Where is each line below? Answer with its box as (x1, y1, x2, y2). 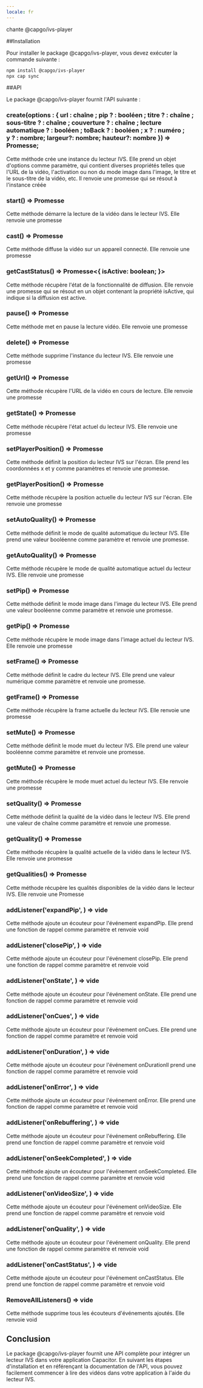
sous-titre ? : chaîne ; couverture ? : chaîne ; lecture (6, 119, 162, 127)
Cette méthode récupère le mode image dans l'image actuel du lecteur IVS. (6, 636, 195, 643)
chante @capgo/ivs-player (6, 26, 73, 33)
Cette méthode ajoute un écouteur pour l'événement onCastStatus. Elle (6, 1274, 184, 1281)
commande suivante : (6, 55, 61, 63)
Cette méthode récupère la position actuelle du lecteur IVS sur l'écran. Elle (6, 494, 193, 501)
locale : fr (6, 9, 34, 15)
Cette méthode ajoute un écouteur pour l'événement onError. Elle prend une (6, 1097, 196, 1104)
